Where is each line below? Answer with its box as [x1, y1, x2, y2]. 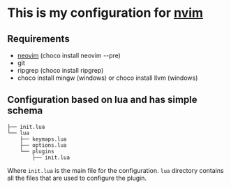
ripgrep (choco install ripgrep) [17, 66, 104, 74]
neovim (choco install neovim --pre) [17, 51, 121, 59]
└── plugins [20, 148, 54, 155]
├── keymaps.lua [20, 135, 68, 143]
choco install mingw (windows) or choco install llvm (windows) [17, 73, 198, 82]
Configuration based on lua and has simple [7, 94, 198, 106]
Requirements [7, 33, 70, 45]
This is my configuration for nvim [7, 5, 204, 21]
